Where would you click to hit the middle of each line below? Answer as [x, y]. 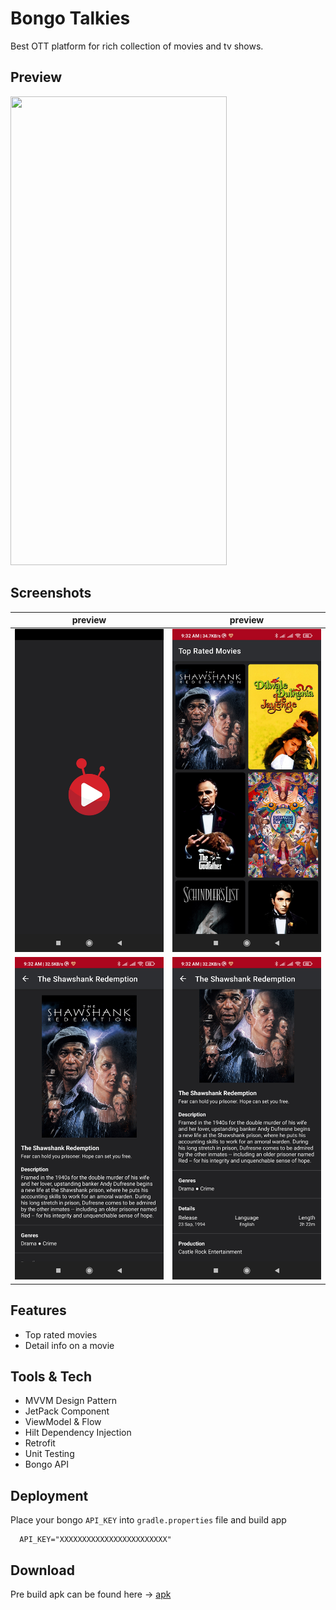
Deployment [49, 1495]
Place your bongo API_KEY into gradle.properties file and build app [148, 1520]
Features [38, 1310]
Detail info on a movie [69, 1345]
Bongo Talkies [70, 18]
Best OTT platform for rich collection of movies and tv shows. [137, 46]
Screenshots [51, 593]
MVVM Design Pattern [71, 1401]
